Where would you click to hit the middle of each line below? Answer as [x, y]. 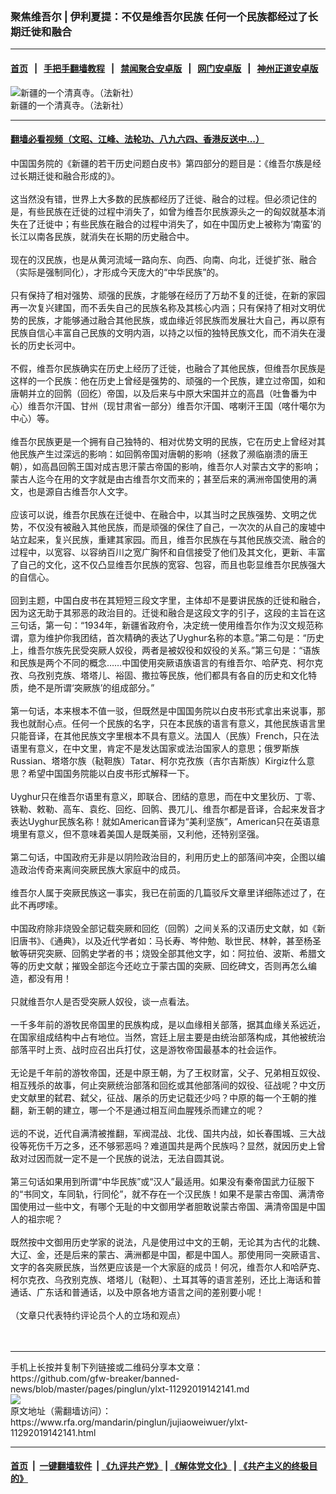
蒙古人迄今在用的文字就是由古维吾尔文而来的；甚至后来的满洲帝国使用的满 [163, 479]
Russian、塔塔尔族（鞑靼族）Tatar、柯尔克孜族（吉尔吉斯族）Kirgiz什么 [158, 760]
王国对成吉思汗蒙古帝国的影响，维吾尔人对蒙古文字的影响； [198, 466]
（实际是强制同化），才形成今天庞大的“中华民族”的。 [117, 272]
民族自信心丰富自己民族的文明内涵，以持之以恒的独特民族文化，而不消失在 [163, 332]
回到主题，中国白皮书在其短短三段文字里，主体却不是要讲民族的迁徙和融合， [168, 600]
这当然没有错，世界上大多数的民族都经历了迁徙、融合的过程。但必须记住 [159, 199]
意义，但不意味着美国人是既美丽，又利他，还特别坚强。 [150, 834]
